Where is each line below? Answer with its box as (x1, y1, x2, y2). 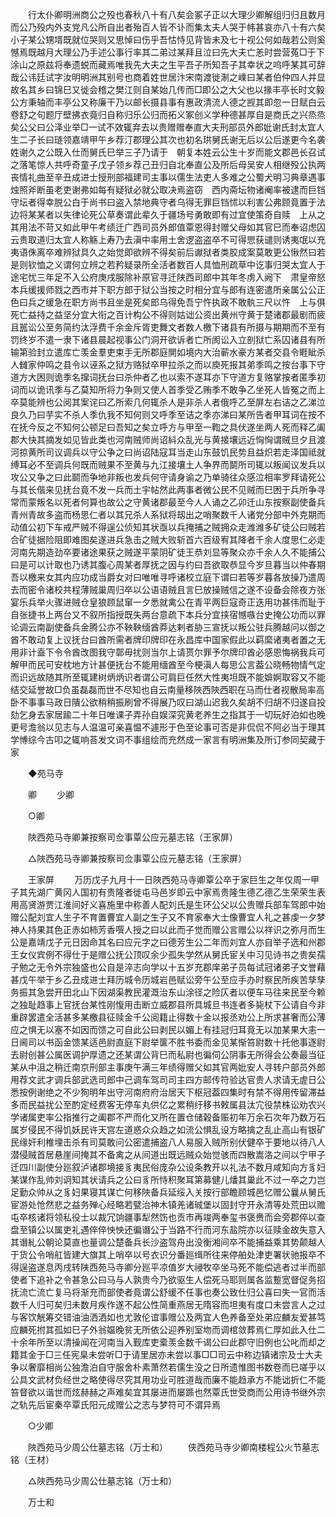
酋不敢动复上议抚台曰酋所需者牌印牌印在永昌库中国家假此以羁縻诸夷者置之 (10, 634, 317, 645)
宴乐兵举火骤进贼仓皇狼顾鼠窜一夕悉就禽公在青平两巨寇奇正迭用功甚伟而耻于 (10, 596, 326, 608)
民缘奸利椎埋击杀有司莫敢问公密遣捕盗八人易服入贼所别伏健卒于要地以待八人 (10, 1136, 326, 1148)
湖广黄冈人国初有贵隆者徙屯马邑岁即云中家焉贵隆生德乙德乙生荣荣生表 (36, 886, 326, 898)
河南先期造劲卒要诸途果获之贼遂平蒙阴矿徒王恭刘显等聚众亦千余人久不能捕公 (10, 546, 326, 558)
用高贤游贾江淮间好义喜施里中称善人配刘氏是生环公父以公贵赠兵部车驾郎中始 (10, 899, 326, 910)
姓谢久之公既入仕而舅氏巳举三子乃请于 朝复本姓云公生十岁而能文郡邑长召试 (10, 146, 326, 158)
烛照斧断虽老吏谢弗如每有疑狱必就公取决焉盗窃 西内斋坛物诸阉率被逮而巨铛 (10, 184, 326, 195)
